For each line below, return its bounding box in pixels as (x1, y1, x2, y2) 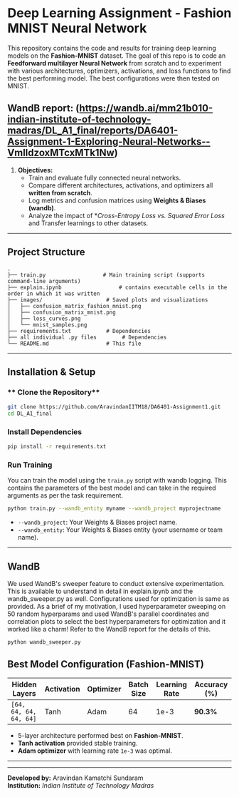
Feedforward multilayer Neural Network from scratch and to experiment (7, 58, 222, 67)
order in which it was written (7, 290, 100, 297)
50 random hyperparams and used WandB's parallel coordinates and (7, 610, 210, 618)
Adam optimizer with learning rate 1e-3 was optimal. (17, 746, 173, 755)
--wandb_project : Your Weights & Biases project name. (17, 518, 178, 527)
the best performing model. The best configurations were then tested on (7, 73, 220, 83)
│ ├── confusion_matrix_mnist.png (7, 309, 116, 316)
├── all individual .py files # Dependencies (7, 334, 167, 341)
